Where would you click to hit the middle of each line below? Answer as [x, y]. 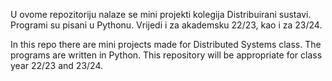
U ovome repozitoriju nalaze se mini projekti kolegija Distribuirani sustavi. [161, 14]
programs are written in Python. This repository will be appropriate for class [166, 55]
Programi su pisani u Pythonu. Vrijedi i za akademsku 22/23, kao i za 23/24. [166, 25]
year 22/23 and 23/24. [57, 65]
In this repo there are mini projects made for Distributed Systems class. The [166, 44]
